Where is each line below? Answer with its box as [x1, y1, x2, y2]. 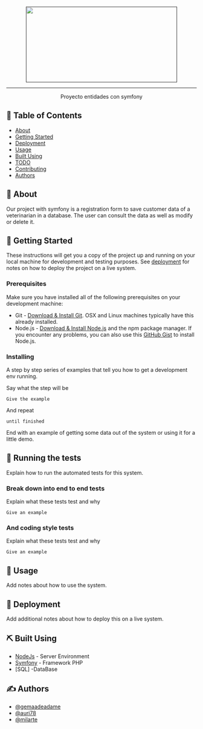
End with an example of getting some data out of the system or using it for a [6, 429, 195, 437]
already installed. [14, 318, 58, 325]
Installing [6, 352, 34, 361]
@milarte [14, 716, 38, 723]
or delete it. [6, 218, 35, 225]
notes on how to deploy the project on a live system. [6, 265, 137, 272]
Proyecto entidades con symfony [60, 93, 143, 100]
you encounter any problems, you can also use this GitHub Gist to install [14, 331, 195, 338]
